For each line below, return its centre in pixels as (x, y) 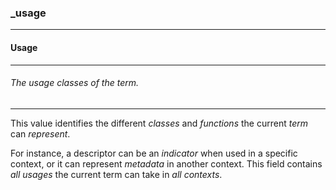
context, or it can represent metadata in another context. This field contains (166, 163)
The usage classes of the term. (75, 83)
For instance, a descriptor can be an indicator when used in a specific (154, 153)
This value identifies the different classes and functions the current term (159, 123)
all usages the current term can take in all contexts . (116, 174)
